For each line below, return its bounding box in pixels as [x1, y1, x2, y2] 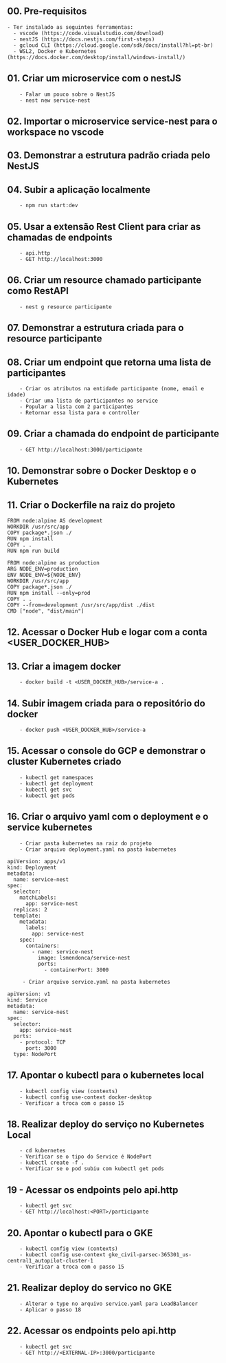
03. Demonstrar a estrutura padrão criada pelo [7, 149, 211, 161]
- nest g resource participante [19, 303, 112, 310]
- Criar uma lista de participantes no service [19, 397, 158, 405]
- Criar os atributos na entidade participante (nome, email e [19, 385, 205, 392]
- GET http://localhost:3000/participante [19, 446, 143, 453]
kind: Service [7, 996, 48, 1004]
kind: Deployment [7, 864, 57, 871]
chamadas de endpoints [7, 231, 113, 243]
